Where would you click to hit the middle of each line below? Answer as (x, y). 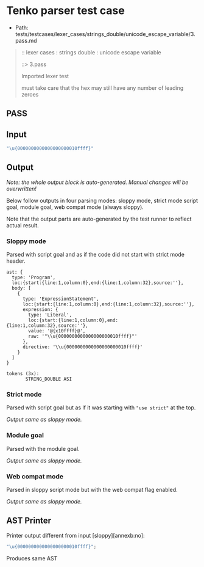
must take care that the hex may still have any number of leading (102, 88)
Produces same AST (32, 558)
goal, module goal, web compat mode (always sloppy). (75, 207)
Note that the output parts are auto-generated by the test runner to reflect (99, 219)
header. (16, 261)
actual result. (23, 225)
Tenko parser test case (65, 11)
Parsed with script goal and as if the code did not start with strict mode (95, 255)
